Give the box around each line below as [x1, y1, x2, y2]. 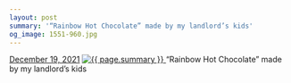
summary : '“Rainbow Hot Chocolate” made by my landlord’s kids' [9, 21, 254, 30]
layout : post [9, 12, 58, 22]
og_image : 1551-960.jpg [9, 29, 98, 38]
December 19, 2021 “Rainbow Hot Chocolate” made [9, 54, 283, 65]
